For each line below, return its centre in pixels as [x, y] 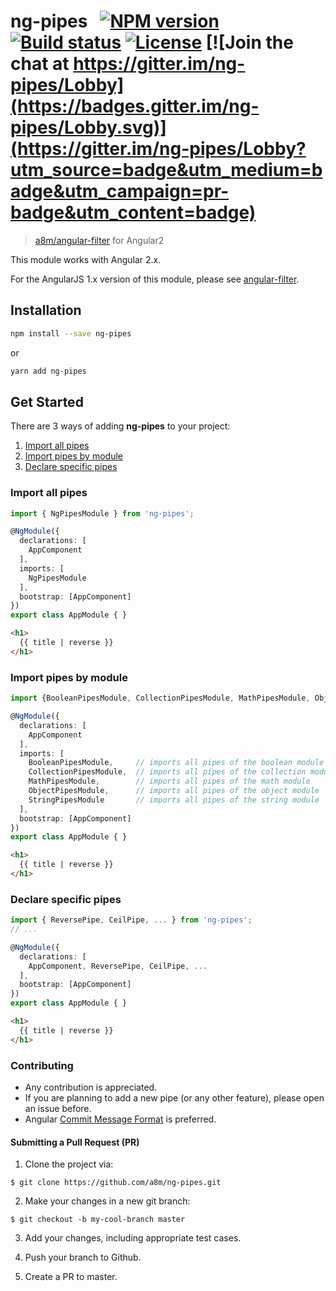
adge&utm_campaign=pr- [120, 191]
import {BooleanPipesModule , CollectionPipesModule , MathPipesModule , [160, 698]
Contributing [42, 1065]
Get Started [47, 401]
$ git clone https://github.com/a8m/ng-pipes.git [116, 1183]
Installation [46, 310]
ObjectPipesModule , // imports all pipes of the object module [174, 791]
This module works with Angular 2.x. [86, 259]
